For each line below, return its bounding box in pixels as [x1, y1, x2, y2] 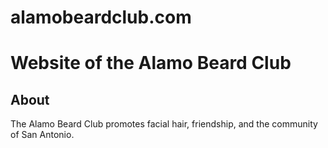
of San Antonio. [10, 129, 75, 141]
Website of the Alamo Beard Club [10, 52, 292, 75]
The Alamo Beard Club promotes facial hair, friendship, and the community [10, 118, 318, 130]
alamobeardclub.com [10, 6, 192, 29]
